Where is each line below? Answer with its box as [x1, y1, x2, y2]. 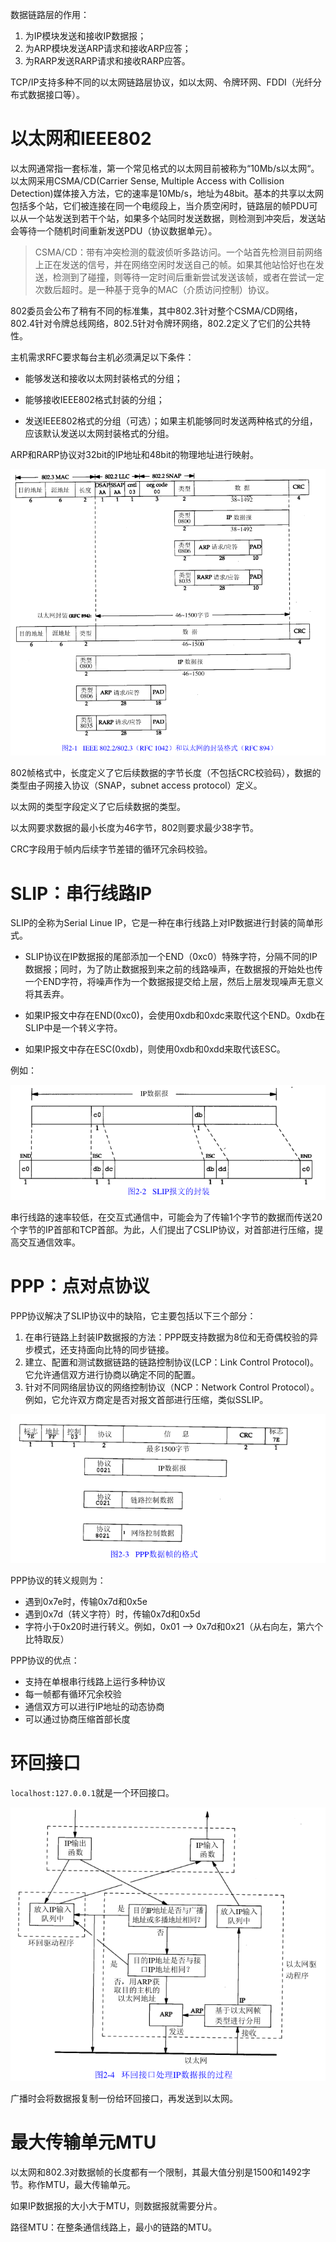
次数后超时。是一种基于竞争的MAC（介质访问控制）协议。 [34, 283, 275, 295]
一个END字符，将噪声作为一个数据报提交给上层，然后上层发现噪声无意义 [24, 976, 324, 988]
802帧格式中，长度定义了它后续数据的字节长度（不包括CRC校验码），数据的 [10, 767, 322, 779]
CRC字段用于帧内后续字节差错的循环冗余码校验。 [10, 843, 213, 855]
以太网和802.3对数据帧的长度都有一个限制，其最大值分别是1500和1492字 [10, 2166, 311, 2178]
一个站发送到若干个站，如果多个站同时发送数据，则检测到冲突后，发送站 [27, 212, 326, 224]
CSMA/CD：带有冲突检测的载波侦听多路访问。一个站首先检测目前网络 [34, 246, 323, 258]
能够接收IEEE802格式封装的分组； [24, 393, 165, 405]
